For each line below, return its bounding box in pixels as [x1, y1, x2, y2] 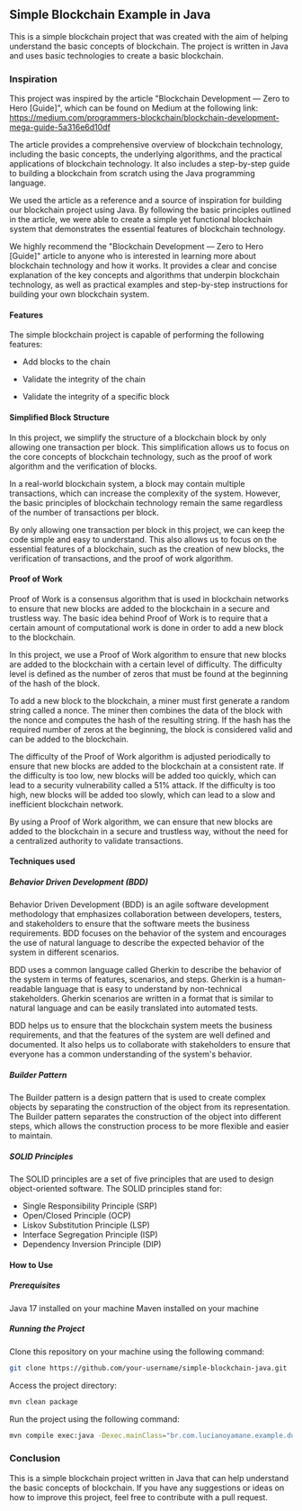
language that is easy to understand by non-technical [43, 984, 243, 994]
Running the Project [9, 1323, 85, 1335]
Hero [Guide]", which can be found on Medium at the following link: [9, 103, 259, 113]
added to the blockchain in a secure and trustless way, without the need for [9, 825, 289, 836]
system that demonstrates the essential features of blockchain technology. [9, 224, 286, 235]
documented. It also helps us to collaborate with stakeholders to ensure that [9, 1039, 291, 1050]
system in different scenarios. [9, 947, 120, 958]
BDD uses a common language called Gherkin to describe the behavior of [9, 965, 282, 976]
